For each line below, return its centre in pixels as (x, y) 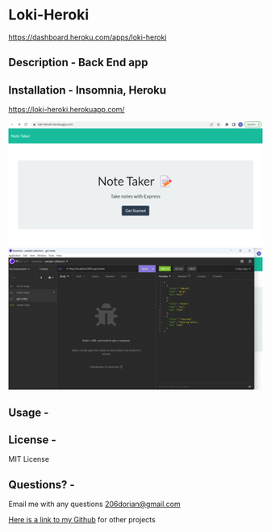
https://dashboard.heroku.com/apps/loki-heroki (88, 37)
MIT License (29, 459)
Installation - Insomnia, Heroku (88, 90)
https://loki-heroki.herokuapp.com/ (67, 110)
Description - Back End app (78, 63)
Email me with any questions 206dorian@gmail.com (95, 504)
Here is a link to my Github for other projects (82, 520)
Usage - (29, 412)
